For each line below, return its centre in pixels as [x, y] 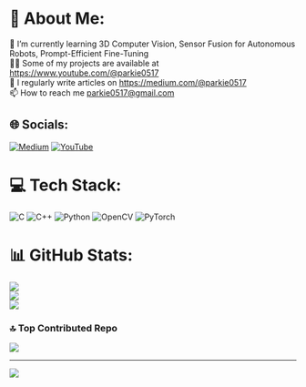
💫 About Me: [57, 19]
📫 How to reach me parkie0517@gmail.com [92, 92]
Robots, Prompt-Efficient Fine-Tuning [79, 53]
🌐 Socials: [39, 125]
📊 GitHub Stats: [71, 255]
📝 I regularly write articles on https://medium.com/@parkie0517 [128, 82]
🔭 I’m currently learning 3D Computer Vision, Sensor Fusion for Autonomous [153, 44]
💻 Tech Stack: [66, 185]
